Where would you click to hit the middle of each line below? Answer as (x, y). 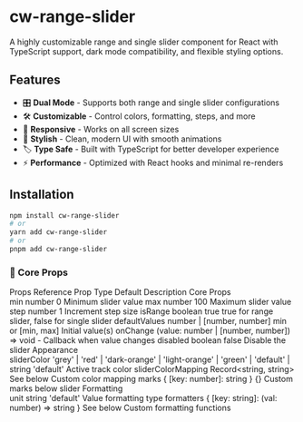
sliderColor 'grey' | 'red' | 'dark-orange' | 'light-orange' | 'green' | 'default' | (150, 359)
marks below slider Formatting (66, 388)
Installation (42, 195)
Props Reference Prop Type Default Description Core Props (120, 292)
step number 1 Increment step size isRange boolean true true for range (142, 311)
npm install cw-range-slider (64, 215)
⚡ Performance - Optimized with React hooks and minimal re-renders (153, 162)
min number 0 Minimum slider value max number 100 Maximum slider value (151, 302)
